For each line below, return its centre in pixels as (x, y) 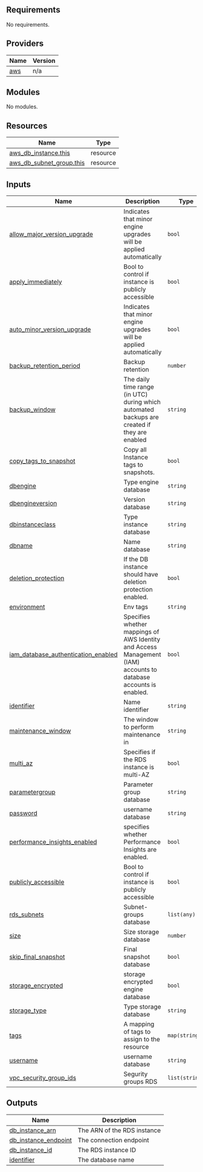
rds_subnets (27, 914)
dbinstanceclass (33, 524)
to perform (139, 727)
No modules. (22, 107)
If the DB (136, 559)
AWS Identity (142, 639)
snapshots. (139, 472)
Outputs (22, 1103)
